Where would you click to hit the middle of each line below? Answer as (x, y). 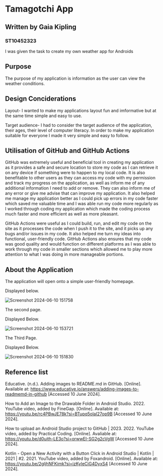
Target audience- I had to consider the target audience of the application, (79, 125)
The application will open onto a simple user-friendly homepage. (70, 282)
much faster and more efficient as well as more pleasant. (62, 214)
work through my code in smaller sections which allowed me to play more (79, 249)
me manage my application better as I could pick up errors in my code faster (81, 198)
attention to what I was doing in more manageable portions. (65, 254)
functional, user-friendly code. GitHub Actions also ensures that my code (78, 239)
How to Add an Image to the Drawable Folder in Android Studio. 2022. (75, 403)
